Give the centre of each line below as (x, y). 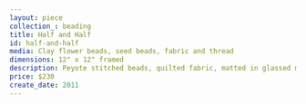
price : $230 (32, 77)
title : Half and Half (51, 34)
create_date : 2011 (44, 85)
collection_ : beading (51, 26)
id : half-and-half (44, 43)
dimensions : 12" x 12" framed (67, 60)
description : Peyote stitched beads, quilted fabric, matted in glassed (150, 69)
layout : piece (36, 18)
